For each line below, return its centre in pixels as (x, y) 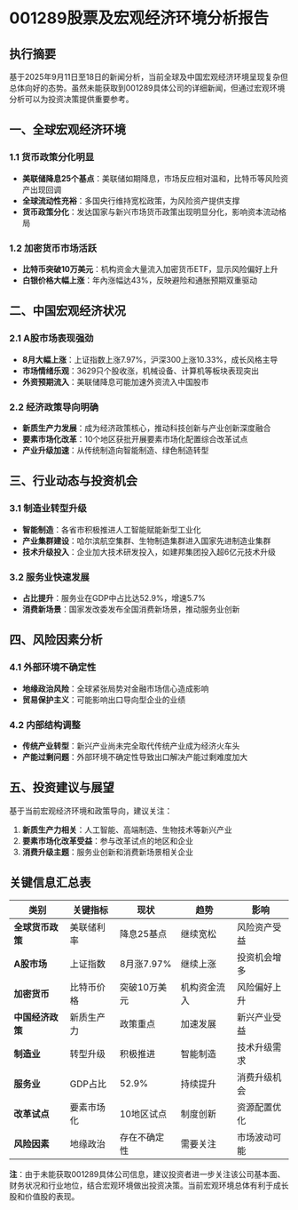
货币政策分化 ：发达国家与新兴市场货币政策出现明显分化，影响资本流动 (150, 212)
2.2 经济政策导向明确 (54, 407)
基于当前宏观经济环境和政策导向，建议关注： (91, 811)
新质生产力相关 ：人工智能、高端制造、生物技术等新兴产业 (127, 829)
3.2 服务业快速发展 (50, 577)
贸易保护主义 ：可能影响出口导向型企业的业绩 (104, 700)
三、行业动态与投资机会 (73, 481)
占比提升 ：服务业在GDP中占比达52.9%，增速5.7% (114, 597)
